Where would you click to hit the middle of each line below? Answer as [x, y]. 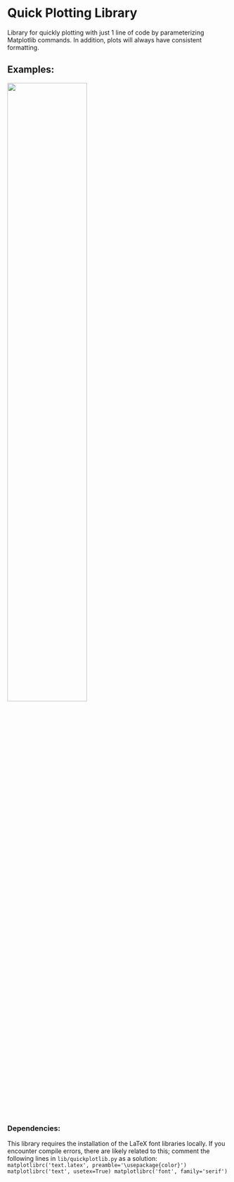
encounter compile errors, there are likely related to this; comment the [109, 1151]
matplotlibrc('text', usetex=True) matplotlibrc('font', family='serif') [118, 1171]
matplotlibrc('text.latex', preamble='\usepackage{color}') [97, 1165]
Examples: [31, 69]
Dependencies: [34, 1128]
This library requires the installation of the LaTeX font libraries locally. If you [116, 1144]
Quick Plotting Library [72, 13]
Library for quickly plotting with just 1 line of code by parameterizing [106, 32]
